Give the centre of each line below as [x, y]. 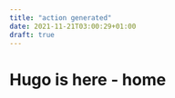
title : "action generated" [61, 18]
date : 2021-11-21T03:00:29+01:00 [73, 26]
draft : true [32, 34]
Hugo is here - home [88, 79]
